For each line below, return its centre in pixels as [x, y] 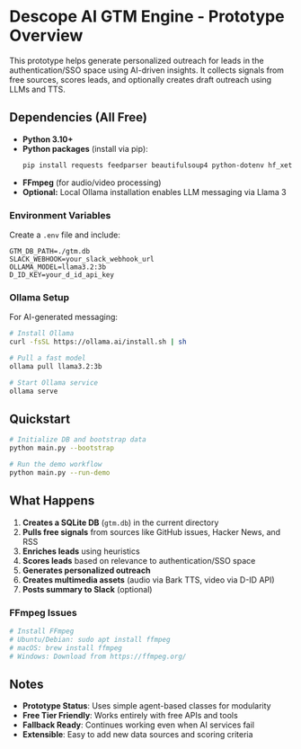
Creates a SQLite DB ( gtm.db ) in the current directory [120, 522]
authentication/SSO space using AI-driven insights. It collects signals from [147, 70]
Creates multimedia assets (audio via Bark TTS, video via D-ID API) [149, 580]
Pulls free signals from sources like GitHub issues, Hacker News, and [151, 531]
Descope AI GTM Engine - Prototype [147, 17]
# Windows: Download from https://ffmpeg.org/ [98, 656]
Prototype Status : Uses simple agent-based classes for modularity [146, 706]
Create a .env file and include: [65, 235]
